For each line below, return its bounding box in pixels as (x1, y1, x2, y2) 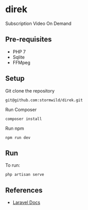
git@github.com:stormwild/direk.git (5, 98, 83, 103)
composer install (5, 116, 42, 122)
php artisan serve (5, 172, 44, 177)
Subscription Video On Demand (5, 20, 72, 26)
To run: (5, 162, 20, 168)
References (5, 186, 43, 194)
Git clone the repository (5, 87, 55, 94)
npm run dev (5, 135, 31, 140)
